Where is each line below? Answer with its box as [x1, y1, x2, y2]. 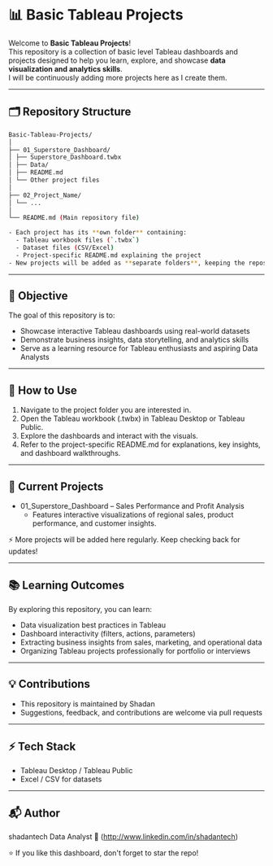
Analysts [19, 352, 50, 362]
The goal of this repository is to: [8, 310, 115, 321]
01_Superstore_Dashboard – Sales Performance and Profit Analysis [19, 501, 245, 511]
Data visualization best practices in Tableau [19, 619, 167, 630]
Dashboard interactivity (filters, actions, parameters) [19, 628, 197, 638]
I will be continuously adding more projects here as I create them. [8, 72, 227, 82]
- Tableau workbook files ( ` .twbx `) [15, 236, 140, 244]
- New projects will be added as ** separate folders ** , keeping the [8, 259, 245, 267]
